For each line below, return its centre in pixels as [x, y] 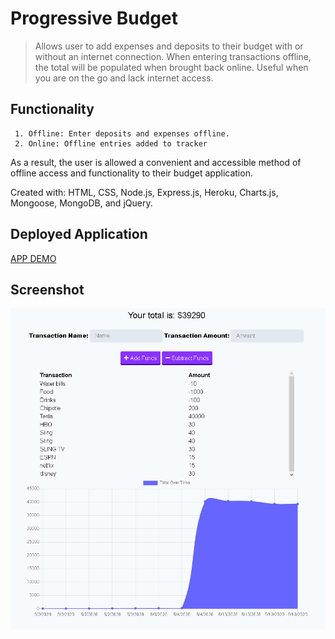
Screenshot [47, 289]
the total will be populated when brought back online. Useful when [171, 67]
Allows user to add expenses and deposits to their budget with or [169, 46]
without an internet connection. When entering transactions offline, [173, 56]
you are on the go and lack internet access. [124, 78]
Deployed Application [79, 234]
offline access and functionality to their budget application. [131, 173]
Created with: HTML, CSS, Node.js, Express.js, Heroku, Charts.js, [144, 192]
